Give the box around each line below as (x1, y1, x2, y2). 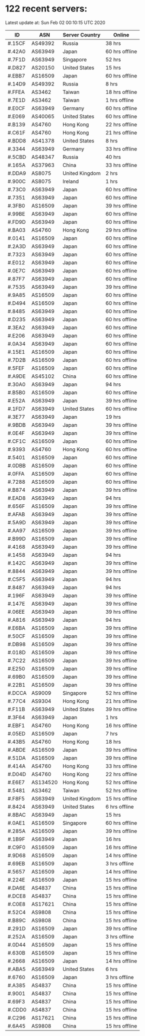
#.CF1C (7, 438, 26, 445)
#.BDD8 (7, 137, 26, 144)
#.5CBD (7, 153, 26, 160)
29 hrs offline (105, 226, 137, 233)
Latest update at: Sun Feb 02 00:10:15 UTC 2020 (5, 19, 105, 25)
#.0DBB (7, 462, 26, 469)
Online (113, 31, 129, 38)
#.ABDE (7, 746, 26, 753)
